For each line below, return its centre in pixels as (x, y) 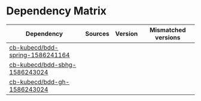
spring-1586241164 (39, 55)
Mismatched (168, 30)
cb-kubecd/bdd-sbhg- (43, 65)
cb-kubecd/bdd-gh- (39, 82)
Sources (97, 33)
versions (168, 37)
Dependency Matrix (56, 11)
